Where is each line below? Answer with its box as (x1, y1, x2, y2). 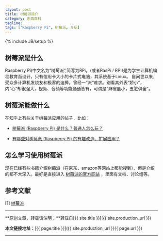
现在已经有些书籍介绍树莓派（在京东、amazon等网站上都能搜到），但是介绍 (5, 165, 155, 171)
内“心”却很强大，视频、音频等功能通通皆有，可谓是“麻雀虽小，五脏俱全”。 (5, 85, 153, 91)
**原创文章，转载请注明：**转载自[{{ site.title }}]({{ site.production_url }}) (5, 215, 151, 221)
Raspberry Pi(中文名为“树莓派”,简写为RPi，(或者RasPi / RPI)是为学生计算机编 (5, 67, 158, 73)
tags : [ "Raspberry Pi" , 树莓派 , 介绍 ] (5, 25, 80, 30)
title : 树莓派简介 (5, 12, 39, 16)
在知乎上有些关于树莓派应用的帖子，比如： (5, 115, 90, 121)
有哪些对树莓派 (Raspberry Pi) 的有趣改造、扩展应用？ (12, 135, 120, 141)
